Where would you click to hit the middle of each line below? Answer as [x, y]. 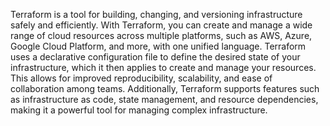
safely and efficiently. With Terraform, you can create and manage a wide [161, 25]
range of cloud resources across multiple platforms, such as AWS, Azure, [161, 35]
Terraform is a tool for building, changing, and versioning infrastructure [156, 14]
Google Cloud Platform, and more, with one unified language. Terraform [158, 46]
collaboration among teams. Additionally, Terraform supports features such [165, 88]
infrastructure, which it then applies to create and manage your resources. [163, 67]
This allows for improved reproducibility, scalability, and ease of [141, 78]
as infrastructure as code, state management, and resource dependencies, [164, 99]
